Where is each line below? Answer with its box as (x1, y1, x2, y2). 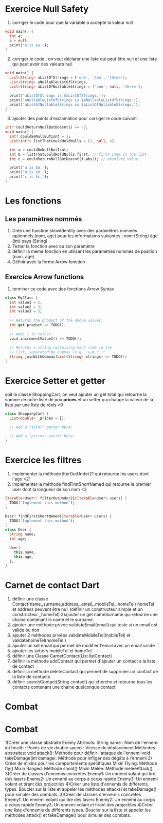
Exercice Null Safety (5, 3, 89, 15)
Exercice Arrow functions (5, 273, 84, 281)
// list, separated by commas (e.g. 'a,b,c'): (9, 350, 106, 355)
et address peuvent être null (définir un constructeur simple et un (12, 606, 143, 612)
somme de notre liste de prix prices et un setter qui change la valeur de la (5, 396, 153, 402)
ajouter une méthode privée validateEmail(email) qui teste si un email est (12, 622, 158, 628)
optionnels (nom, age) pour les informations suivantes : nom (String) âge (12, 233, 158, 239)
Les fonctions (5, 195, 62, 206)
